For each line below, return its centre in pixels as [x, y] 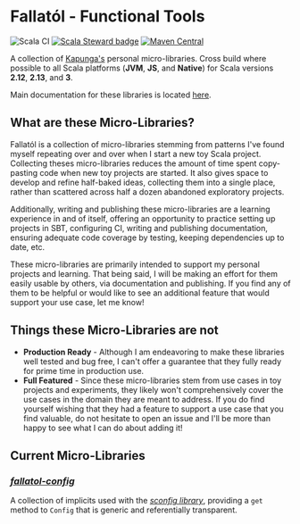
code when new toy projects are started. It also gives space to [154, 172]
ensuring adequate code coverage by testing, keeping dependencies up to [147, 237]
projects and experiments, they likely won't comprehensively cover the [153, 389]
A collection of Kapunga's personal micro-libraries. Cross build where [138, 58]
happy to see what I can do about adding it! [103, 428]
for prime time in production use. [83, 370]
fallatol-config [42, 481]
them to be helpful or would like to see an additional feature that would [140, 293]
